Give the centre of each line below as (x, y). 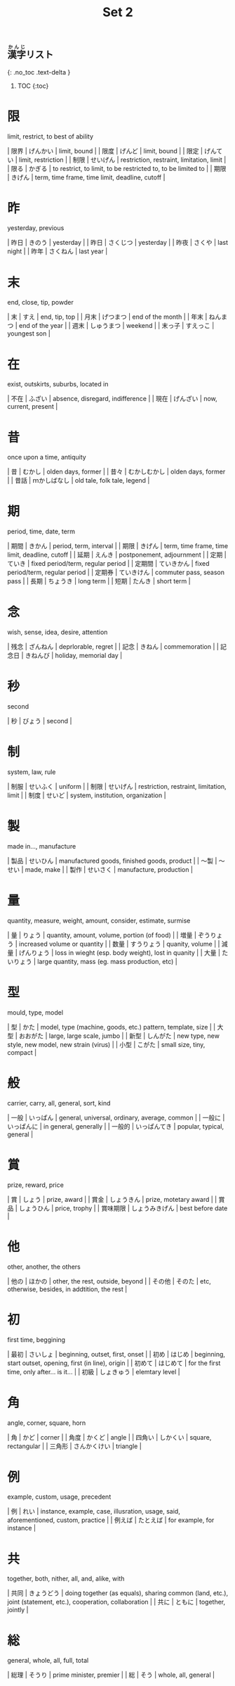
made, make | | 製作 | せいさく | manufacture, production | (109, 869)
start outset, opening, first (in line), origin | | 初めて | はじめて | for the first (114, 1363)
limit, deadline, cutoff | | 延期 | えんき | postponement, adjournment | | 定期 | (117, 555)
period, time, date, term (41, 531)
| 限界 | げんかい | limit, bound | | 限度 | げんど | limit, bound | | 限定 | (105, 151)
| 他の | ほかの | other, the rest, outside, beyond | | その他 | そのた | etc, (109, 1281)
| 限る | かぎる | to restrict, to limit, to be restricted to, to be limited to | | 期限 (117, 168)
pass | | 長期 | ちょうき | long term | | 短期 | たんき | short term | (99, 581)
